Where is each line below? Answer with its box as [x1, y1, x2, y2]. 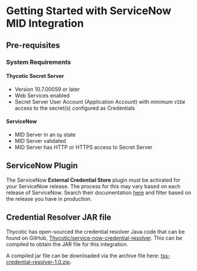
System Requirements [6, 58, 71, 66]
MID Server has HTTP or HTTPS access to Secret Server [14, 143, 153, 151]
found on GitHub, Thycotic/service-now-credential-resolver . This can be [6, 234, 183, 241]
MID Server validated [14, 137, 66, 144]
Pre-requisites [6, 40, 60, 50]
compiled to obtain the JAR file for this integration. [6, 240, 129, 247]
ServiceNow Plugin [6, 161, 78, 171]
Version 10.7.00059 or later [14, 86, 80, 93]
